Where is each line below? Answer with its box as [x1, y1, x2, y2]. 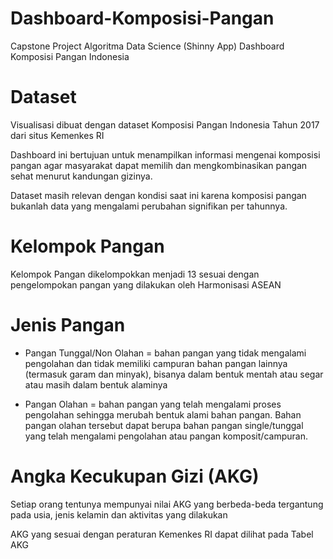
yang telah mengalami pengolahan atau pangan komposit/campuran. [24, 430, 308, 442]
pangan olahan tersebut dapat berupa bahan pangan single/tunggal [24, 419, 304, 431]
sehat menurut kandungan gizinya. [10, 170, 153, 182]
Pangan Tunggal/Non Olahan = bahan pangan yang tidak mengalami [24, 347, 307, 359]
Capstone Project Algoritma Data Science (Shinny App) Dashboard [10, 40, 285, 52]
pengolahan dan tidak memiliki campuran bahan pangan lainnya [24, 357, 288, 369]
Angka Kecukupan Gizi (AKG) [10, 465, 260, 487]
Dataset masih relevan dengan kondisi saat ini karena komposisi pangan [10, 189, 307, 201]
